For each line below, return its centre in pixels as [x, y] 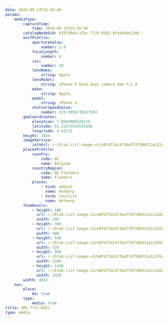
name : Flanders [56, 178]
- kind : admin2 [56, 187]
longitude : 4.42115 [52, 131]
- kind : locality [59, 196]
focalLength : [45, 52]
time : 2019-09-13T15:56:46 [60, 29]
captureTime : [37, 24]
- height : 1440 [48, 266]
